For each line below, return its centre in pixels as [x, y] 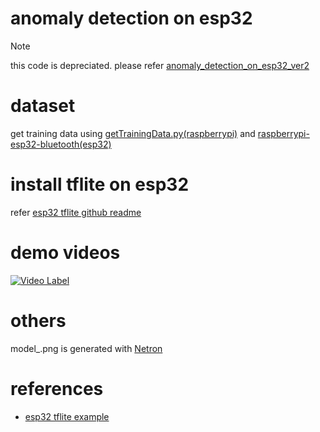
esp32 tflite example [67, 416]
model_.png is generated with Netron [86, 348]
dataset [43, 106]
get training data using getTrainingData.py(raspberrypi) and [133, 133]
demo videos [65, 253]
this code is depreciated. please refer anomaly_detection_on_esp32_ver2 [160, 65]
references [57, 388]
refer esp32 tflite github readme [76, 212]
